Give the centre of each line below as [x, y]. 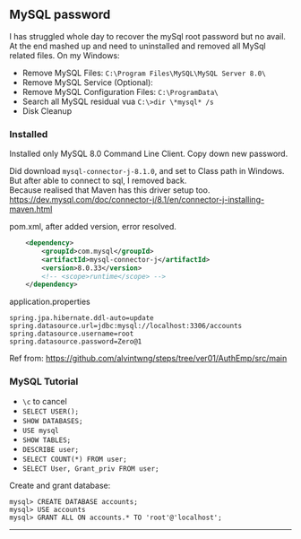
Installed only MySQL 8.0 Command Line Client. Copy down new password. [149, 154]
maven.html [31, 209]
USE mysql [41, 430]
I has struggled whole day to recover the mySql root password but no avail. [148, 36]
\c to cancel [44, 401]
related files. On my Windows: [64, 55]
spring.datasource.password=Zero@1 [76, 342]
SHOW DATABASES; [52, 421]
